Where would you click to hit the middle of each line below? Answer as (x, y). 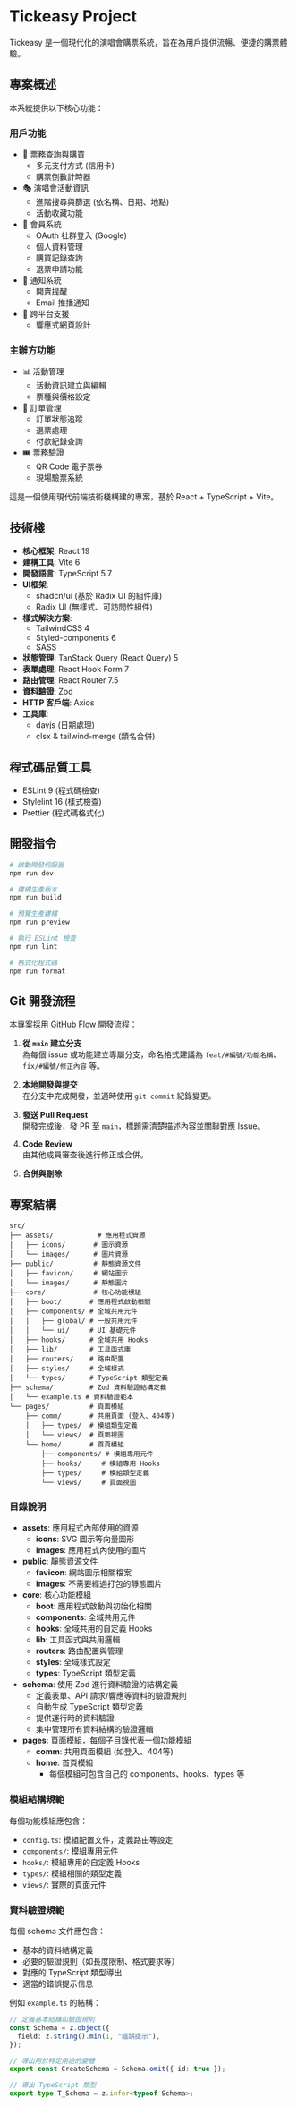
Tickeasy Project (73, 17)
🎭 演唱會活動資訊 (55, 188)
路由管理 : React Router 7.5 (70, 680)
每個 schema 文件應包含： (57, 1932)
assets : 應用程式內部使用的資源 (80, 1528)
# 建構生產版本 (34, 889)
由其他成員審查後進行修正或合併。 (85, 1155)
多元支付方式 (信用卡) (75, 166)
